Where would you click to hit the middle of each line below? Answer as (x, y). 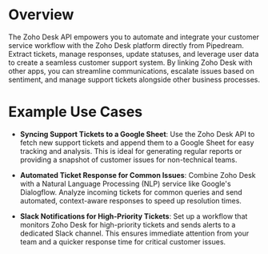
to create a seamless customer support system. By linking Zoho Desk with (130, 62)
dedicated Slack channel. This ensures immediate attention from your (134, 233)
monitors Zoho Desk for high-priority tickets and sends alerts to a (128, 224)
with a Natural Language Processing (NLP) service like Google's (125, 183)
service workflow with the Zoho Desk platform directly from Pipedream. (126, 45)
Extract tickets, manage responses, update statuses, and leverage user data (134, 54)
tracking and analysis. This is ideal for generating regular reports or (131, 151)
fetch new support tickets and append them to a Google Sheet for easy (137, 143)
